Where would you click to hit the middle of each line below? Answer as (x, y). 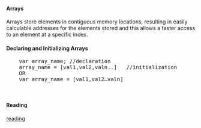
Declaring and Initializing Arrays (47, 48)
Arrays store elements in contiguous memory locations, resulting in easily (97, 22)
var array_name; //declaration (65, 61)
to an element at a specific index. (47, 35)
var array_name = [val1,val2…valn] (71, 79)
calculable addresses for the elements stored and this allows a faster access (101, 28)
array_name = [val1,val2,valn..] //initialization (98, 67)
